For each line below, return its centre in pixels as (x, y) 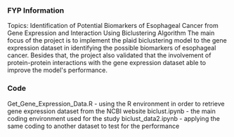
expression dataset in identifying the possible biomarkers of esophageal (112, 48)
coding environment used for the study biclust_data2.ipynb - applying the (113, 118)
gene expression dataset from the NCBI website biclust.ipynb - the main (111, 111)
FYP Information (36, 10)
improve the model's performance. (57, 70)
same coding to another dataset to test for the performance (93, 126)
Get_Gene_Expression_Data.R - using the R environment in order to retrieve (116, 103)
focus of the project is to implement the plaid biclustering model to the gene (117, 41)
